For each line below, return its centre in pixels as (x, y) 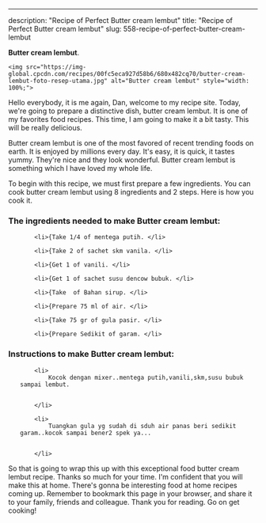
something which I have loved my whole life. (80, 168)
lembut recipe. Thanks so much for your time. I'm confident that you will (125, 476)
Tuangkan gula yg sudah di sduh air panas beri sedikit (142, 426)
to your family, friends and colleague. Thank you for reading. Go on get (124, 502)
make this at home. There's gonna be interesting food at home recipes (123, 485)
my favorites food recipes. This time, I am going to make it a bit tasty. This (129, 119)
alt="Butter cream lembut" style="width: (180, 81)
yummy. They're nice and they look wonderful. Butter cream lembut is (122, 160)
